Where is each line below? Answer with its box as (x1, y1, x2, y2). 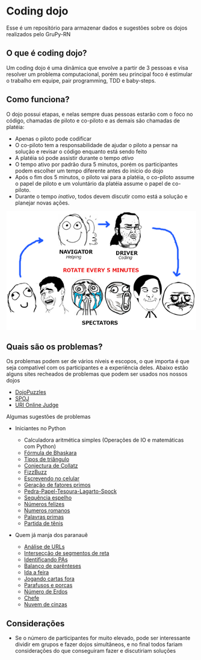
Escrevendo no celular (23, 475, 80, 482)
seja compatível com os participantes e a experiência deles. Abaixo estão (6, 364, 188, 372)
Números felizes (23, 501, 65, 508)
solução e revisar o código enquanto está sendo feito (14, 148, 147, 155)
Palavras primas (23, 513, 64, 521)
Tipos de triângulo (23, 455, 70, 463)
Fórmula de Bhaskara (23, 449, 77, 457)
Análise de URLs (23, 543, 65, 550)
